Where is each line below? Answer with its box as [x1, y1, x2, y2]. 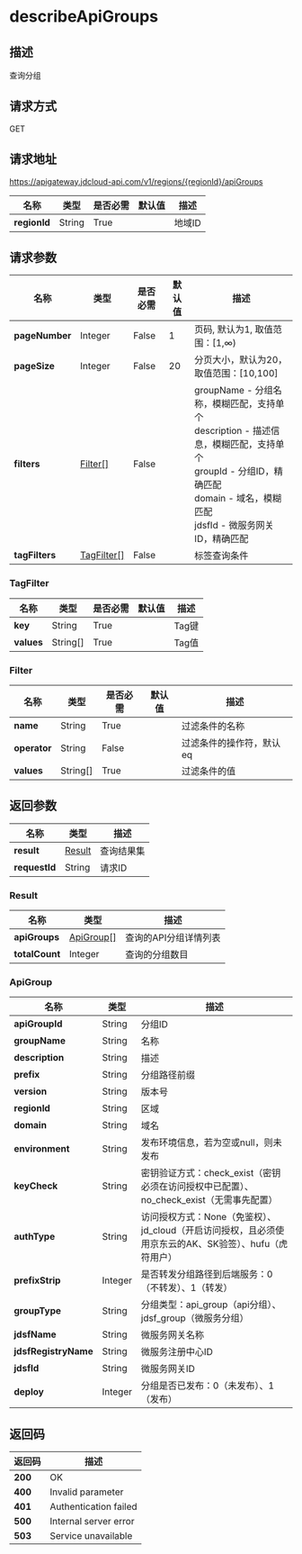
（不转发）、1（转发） [140, 1281, 233, 1294]
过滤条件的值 [181, 765, 236, 778]
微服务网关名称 [140, 1329, 205, 1342]
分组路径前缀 [140, 1069, 196, 1081]
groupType [13, 1305, 61, 1317]
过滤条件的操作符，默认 [181, 736, 281, 749]
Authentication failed [49, 1501, 138, 1513]
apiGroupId [13, 1017, 63, 1030]
